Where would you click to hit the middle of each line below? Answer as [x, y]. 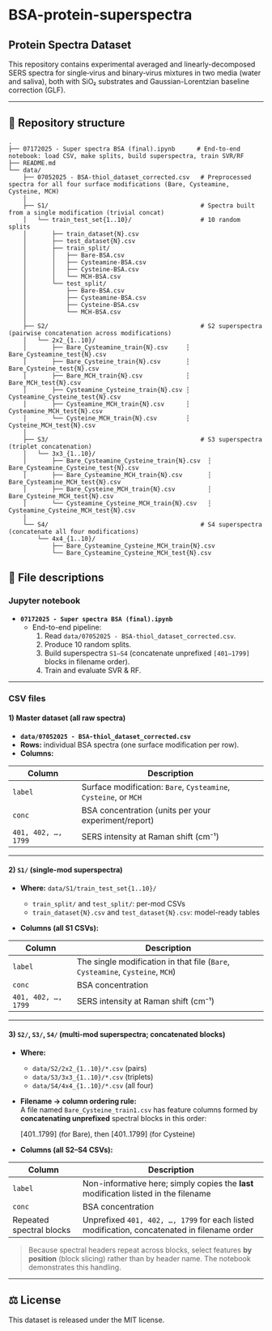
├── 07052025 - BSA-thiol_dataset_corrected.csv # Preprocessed [137, 177]
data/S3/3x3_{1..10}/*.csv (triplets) [93, 1077]
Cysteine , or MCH [112, 797]
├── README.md [32, 163]
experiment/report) [118, 820]
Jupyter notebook [45, 601]
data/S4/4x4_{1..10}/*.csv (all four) [93, 1086]
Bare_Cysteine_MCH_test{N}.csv [61, 496]
